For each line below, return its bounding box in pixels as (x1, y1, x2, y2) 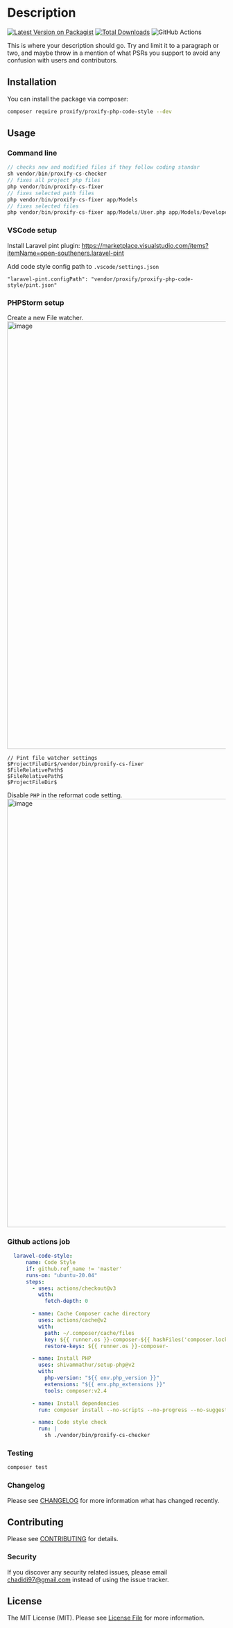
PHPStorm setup (7, 297, 64, 307)
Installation (7, 76, 57, 88)
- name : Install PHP (32, 1355, 92, 1362)
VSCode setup (7, 226, 58, 235)
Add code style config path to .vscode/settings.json (7, 262, 159, 270)
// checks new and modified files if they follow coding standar (7, 164, 200, 171)
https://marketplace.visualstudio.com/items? (81, 241, 209, 249)
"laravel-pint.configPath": (7, 276, 89, 283)
